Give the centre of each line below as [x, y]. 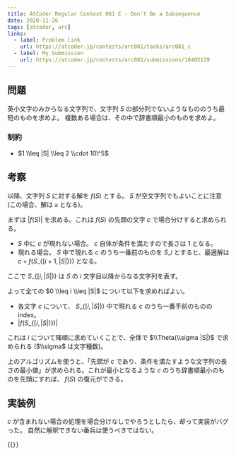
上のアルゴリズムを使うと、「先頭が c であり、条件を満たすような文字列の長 [117, 361]
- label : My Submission [48, 54]
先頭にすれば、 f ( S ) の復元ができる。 [73, 379]
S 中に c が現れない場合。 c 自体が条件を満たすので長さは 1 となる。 [117, 243]
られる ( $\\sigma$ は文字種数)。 [60, 346]
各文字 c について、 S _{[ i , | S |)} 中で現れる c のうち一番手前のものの [115, 306]
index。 [29, 314]
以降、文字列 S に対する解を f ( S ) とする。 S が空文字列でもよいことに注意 [115, 196]
